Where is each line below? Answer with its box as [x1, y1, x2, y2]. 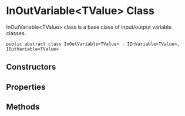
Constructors [6, 62, 56, 72]
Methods [6, 102, 40, 112]
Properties [6, 82, 46, 92]
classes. [6, 29, 26, 36]
